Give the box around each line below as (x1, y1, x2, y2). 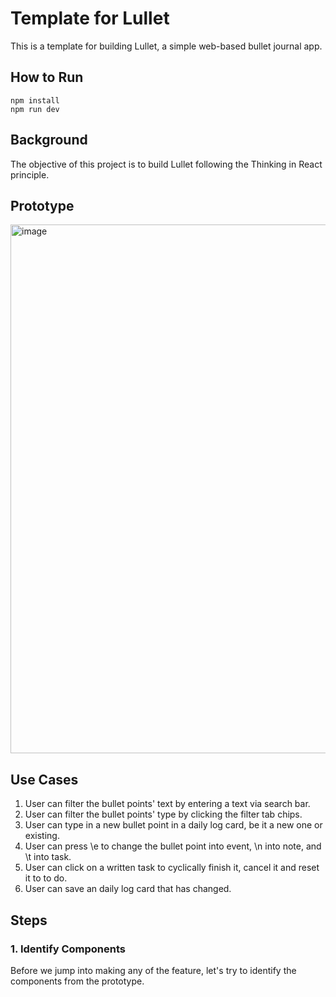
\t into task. (24, 851, 72, 863)
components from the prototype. (10, 975, 145, 987)
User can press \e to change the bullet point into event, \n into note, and (24, 840, 322, 852)
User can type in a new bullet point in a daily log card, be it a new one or (24, 819, 323, 831)
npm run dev (10, 104, 60, 114)
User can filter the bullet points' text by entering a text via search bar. (24, 798, 311, 810)
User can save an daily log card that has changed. (24, 883, 232, 895)
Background (10, 132, 88, 149)
